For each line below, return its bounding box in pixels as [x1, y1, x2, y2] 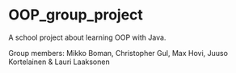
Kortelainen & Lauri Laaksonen [8, 57, 111, 67]
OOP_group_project [8, 6, 144, 24]
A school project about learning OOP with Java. [8, 32, 166, 42]
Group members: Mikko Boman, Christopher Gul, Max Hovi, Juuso [8, 48, 229, 58]
